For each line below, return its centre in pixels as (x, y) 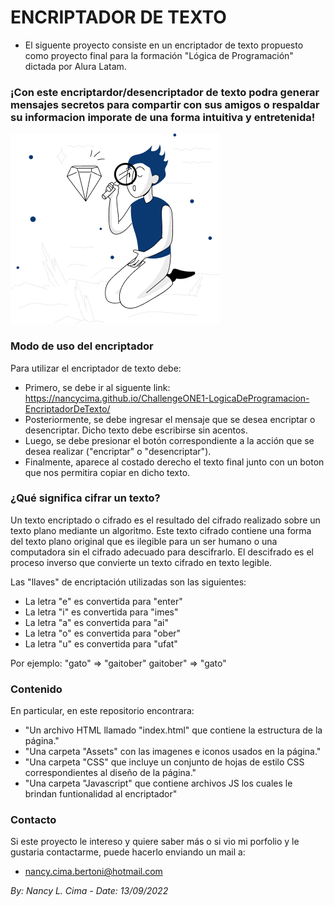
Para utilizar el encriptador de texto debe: (96, 368)
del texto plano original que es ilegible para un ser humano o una (144, 541)
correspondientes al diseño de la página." (110, 773)
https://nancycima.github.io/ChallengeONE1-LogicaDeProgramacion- (167, 398)
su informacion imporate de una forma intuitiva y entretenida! (163, 117)
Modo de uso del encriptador (82, 346)
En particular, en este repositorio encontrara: (102, 711)
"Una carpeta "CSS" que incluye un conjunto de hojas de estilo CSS (164, 762)
